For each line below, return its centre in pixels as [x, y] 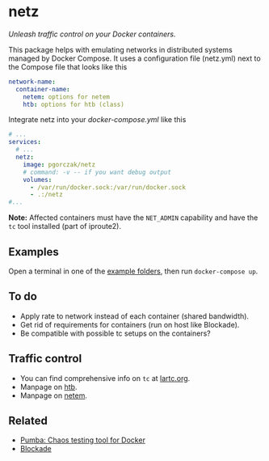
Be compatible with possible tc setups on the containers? [116, 333]
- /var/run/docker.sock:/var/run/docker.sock [107, 187]
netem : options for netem [67, 97]
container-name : [43, 89]
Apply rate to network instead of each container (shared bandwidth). [134, 316]
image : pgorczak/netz [59, 164]
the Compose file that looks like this [68, 66]
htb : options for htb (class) [74, 104]
